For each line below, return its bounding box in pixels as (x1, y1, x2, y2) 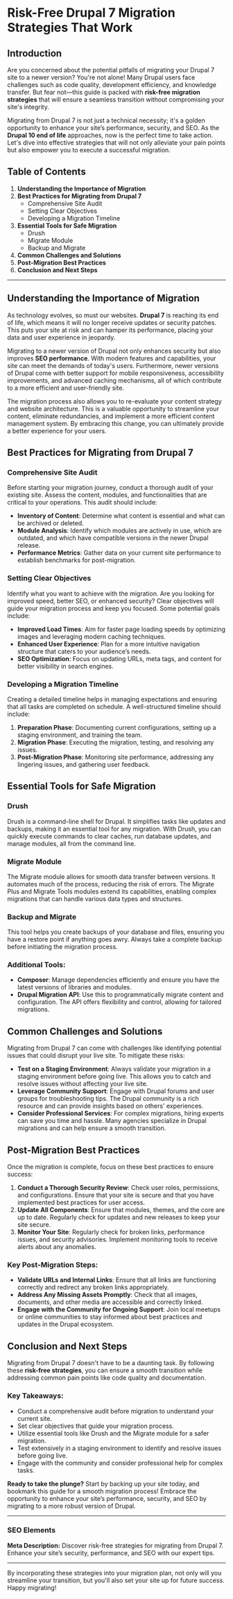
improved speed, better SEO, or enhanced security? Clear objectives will (7, 596, 214, 605)
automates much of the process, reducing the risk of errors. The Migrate (7, 880, 215, 888)
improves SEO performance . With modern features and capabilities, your (7, 353, 216, 363)
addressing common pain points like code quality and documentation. (7, 1374, 207, 1382)
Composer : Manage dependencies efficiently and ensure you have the (17, 976, 220, 984)
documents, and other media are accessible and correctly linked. (17, 1298, 203, 1306)
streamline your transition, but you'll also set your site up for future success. (7, 1576, 225, 1584)
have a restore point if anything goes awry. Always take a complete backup (7, 935, 222, 944)
